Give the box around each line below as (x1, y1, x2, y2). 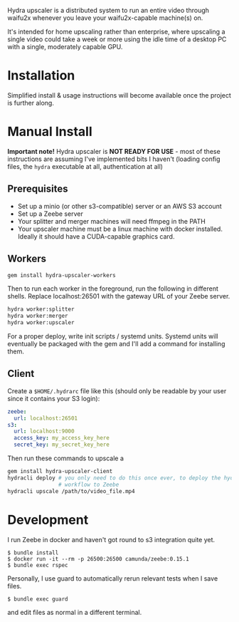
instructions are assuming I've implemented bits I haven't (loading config (7, 155, 221, 163)
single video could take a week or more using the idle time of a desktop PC (7, 35, 227, 43)
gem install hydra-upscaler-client (7, 468, 113, 475)
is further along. (7, 98, 55, 107)
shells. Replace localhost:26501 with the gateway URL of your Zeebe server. (7, 292, 230, 301)
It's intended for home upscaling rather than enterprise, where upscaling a (7, 28, 225, 36)
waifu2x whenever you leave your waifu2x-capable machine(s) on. (7, 14, 203, 22)
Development (7, 512, 89, 528)
